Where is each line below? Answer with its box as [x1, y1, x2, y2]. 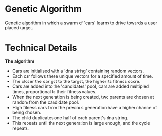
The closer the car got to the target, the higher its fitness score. [12, 78, 141, 84]
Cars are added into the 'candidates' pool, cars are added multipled [12, 83, 149, 89]
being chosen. [12, 109, 42, 115]
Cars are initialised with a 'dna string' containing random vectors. [12, 68, 144, 74]
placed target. [5, 25, 33, 30]
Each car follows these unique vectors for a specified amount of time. [12, 73, 153, 79]
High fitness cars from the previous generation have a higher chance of [12, 104, 157, 110]
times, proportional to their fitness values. [12, 88, 97, 94]
